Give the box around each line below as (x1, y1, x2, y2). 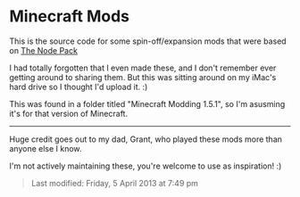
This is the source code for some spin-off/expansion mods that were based (9, 36, 287, 46)
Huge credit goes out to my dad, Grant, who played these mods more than (9, 134, 283, 144)
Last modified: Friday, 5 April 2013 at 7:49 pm (30, 177, 199, 188)
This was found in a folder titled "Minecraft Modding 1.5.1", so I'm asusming (9, 98, 286, 109)
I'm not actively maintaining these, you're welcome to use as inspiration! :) (9, 160, 282, 171)
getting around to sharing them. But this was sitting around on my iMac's (9, 71, 277, 82)
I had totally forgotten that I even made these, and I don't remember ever (9, 62, 277, 73)
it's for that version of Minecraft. (9, 108, 128, 119)
